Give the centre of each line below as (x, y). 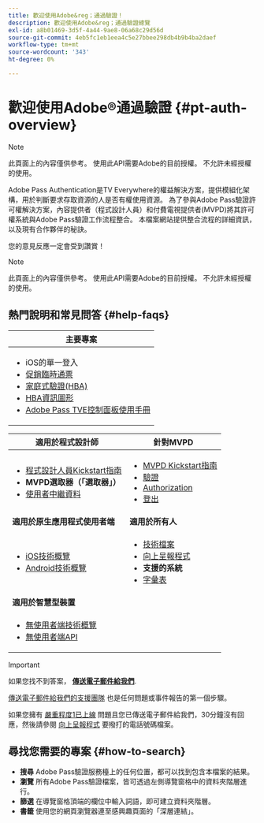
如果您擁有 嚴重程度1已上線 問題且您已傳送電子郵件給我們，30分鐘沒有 (123, 714)
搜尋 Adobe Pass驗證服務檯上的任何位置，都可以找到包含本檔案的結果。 (137, 772)
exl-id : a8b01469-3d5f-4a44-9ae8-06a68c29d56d (86, 30)
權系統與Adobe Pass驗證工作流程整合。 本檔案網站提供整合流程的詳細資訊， (132, 219)
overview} (43, 125)
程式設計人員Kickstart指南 (74, 470)
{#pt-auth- (211, 108)
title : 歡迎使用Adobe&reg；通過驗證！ (66, 15)
